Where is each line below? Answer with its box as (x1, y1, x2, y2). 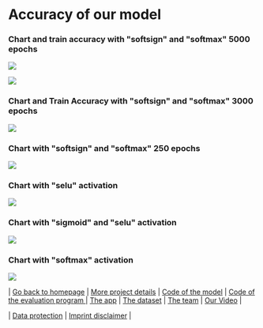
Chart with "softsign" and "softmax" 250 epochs (8, 142, 201, 153)
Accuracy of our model (8, 6, 162, 24)
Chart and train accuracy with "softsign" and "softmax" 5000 (8, 34, 250, 45)
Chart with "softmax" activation (8, 254, 134, 266)
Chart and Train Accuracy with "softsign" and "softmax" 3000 (8, 96, 254, 107)
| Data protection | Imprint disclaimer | (8, 311, 132, 320)
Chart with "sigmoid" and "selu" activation (8, 217, 178, 228)
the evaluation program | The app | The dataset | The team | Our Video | (8, 295, 242, 305)
